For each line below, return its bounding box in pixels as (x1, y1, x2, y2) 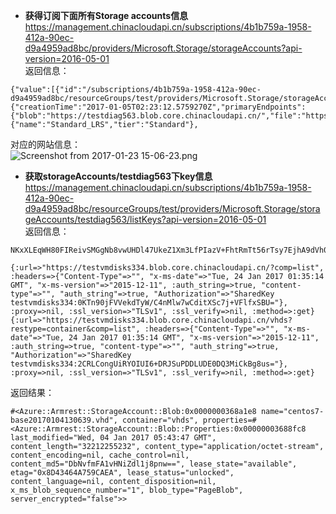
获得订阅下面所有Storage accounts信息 (24, 10, 189, 21)
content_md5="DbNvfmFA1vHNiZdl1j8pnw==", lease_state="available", (10, 459, 298, 469)
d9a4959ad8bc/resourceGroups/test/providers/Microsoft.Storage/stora (24, 203, 321, 214)
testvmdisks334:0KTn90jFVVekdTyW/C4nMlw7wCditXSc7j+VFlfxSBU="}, (10, 298, 288, 308)
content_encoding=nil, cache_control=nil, (10, 450, 190, 460)
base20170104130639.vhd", (10, 415, 118, 425)
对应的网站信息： (10, 139, 81, 150)
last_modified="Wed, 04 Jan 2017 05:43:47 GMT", (10, 433, 217, 443)
